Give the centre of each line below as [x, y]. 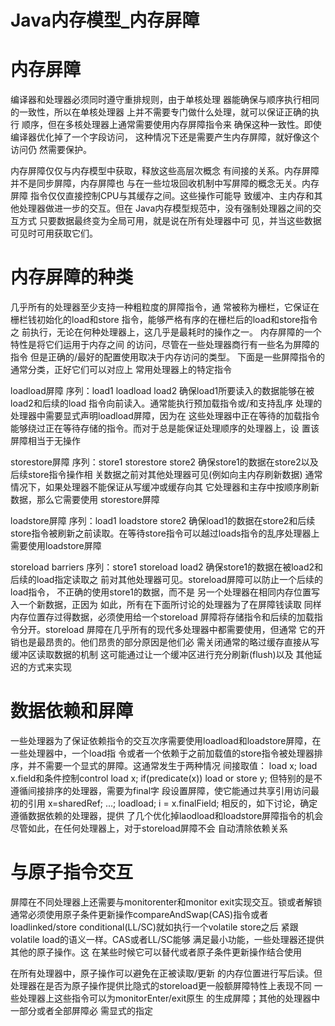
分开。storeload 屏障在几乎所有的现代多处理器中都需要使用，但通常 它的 [167, 630]
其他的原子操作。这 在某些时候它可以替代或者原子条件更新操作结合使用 [156, 952]
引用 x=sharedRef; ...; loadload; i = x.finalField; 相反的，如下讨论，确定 [172, 803]
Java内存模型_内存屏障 [105, 20]
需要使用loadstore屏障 [56, 546]
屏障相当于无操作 [45, 441]
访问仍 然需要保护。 [51, 150]
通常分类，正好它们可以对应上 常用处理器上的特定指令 [121, 370]
